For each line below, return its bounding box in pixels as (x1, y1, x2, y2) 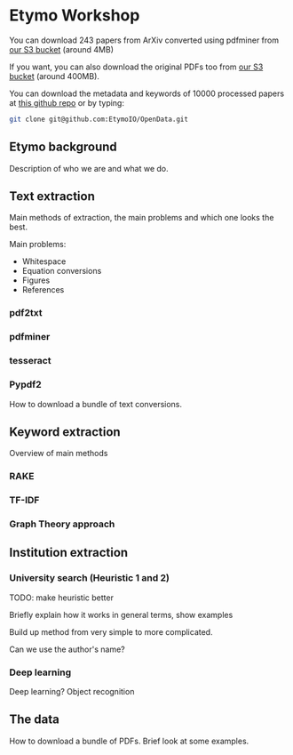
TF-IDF (9, 494, 40, 507)
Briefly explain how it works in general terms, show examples (9, 609, 234, 620)
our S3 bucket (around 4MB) (9, 44, 114, 54)
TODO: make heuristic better (9, 592, 114, 603)
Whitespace (21, 256, 67, 267)
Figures (21, 275, 51, 285)
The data (9, 712, 59, 727)
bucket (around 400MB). (9, 70, 100, 81)
